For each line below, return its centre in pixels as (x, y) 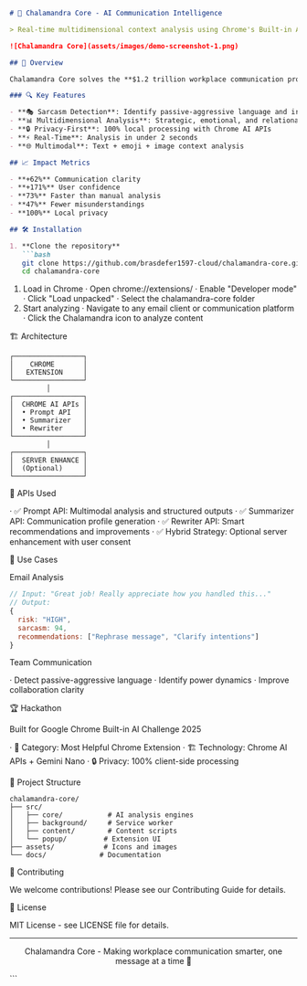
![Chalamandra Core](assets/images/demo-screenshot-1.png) (124, 46)
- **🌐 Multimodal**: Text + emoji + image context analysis (127, 146)
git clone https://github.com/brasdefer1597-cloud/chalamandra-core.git (163, 263)
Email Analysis (37, 578)
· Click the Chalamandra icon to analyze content (113, 318)
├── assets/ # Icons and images (94, 847)
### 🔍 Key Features (48, 96)
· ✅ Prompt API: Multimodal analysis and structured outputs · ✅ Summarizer (152, 511)
